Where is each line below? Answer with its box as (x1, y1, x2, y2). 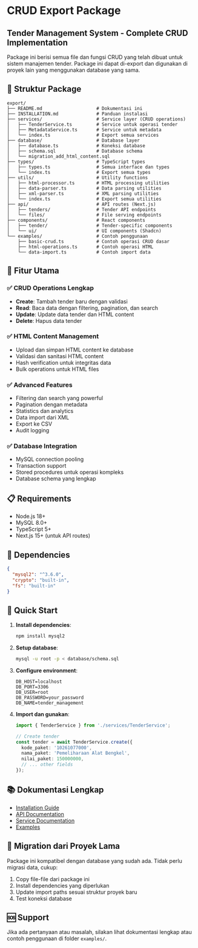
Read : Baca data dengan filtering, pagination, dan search (15, 304, 158, 311)
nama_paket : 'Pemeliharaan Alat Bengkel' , (21, 750, 130, 756)
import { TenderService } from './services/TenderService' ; (15, 722, 171, 728)
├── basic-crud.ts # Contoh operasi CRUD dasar (18, 238, 170, 244)
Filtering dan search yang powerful (15, 395, 104, 402)
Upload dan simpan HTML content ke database (15, 346, 134, 353)
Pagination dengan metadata (15, 401, 88, 408)
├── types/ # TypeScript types (7, 159, 146, 165)
